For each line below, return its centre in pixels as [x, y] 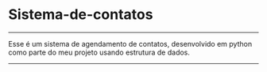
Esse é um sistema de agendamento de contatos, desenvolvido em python [130, 44]
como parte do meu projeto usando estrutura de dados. [99, 52]
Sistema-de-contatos [81, 15]
